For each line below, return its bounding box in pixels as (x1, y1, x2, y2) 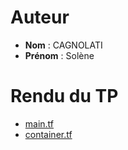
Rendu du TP (10, 85, 119, 108)
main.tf (24, 117, 55, 130)
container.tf (24, 128, 73, 140)
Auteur (10, 6, 70, 29)
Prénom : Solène (24, 49, 95, 61)
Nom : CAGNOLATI (24, 39, 103, 51)
